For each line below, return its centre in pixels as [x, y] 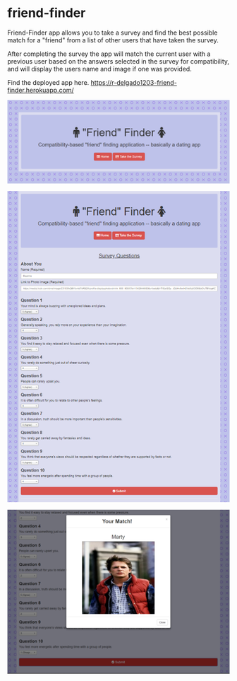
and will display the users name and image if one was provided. [99, 69]
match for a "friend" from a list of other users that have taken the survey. [113, 40]
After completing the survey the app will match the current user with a [109, 54]
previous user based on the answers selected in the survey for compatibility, [119, 61]
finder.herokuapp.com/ [41, 90]
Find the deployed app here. [48, 82]
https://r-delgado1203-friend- [134, 82]
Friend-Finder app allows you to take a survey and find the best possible [113, 33]
